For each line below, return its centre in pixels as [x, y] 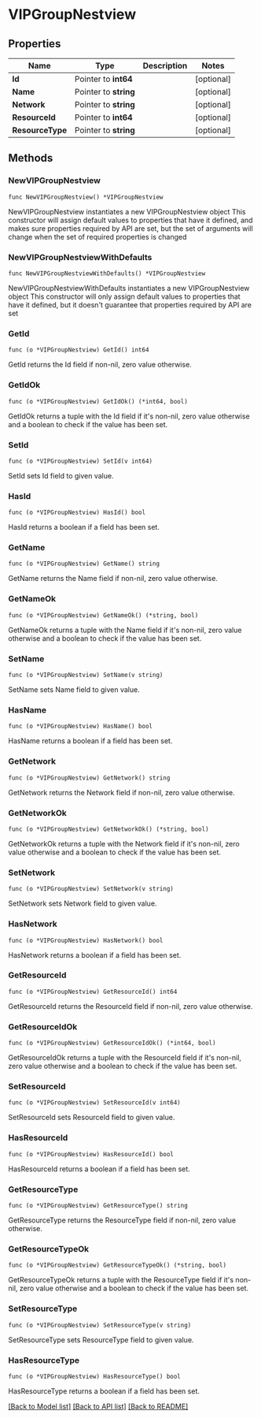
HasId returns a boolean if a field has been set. [84, 527]
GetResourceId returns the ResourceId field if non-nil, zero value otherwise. [130, 1006]
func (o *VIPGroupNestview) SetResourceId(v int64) [94, 1103]
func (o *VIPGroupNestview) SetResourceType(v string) [100, 1325]
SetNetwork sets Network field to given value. [83, 903]
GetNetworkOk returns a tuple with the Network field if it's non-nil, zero [124, 843]
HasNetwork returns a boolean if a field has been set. [95, 955]
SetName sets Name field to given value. [74, 690]
